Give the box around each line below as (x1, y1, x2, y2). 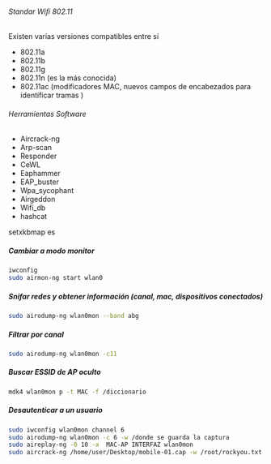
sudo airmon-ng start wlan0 (8, 274, 104, 282)
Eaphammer (19, 169, 61, 178)
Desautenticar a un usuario (8, 406, 103, 415)
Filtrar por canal (8, 329, 65, 339)
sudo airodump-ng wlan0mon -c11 (8, 350, 117, 358)
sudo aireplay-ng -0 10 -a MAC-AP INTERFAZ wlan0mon (8, 440, 194, 449)
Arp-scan (19, 143, 53, 153)
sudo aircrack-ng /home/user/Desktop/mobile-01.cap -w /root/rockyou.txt (8, 449, 263, 457)
